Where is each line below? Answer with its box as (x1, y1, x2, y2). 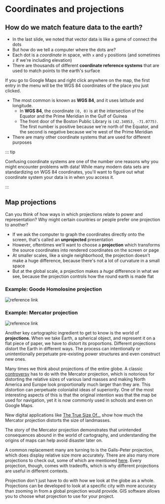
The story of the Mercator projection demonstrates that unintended (5, 427, 141, 433)
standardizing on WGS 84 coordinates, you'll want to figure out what (5, 169, 144, 175)
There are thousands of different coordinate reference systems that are (12, 63, 160, 68)
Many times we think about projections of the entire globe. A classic (5, 366, 143, 372)
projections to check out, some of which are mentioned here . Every (5, 458, 142, 463)
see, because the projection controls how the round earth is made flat (12, 273, 154, 279)
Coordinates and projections (5, 3, 125, 15)
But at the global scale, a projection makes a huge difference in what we (12, 268, 159, 274)
